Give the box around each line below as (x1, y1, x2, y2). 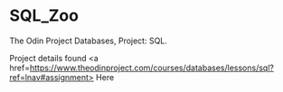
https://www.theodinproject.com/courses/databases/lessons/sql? (29, 62, 274, 73)
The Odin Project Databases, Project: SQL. (9, 35, 167, 46)
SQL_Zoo (9, 5, 80, 26)
